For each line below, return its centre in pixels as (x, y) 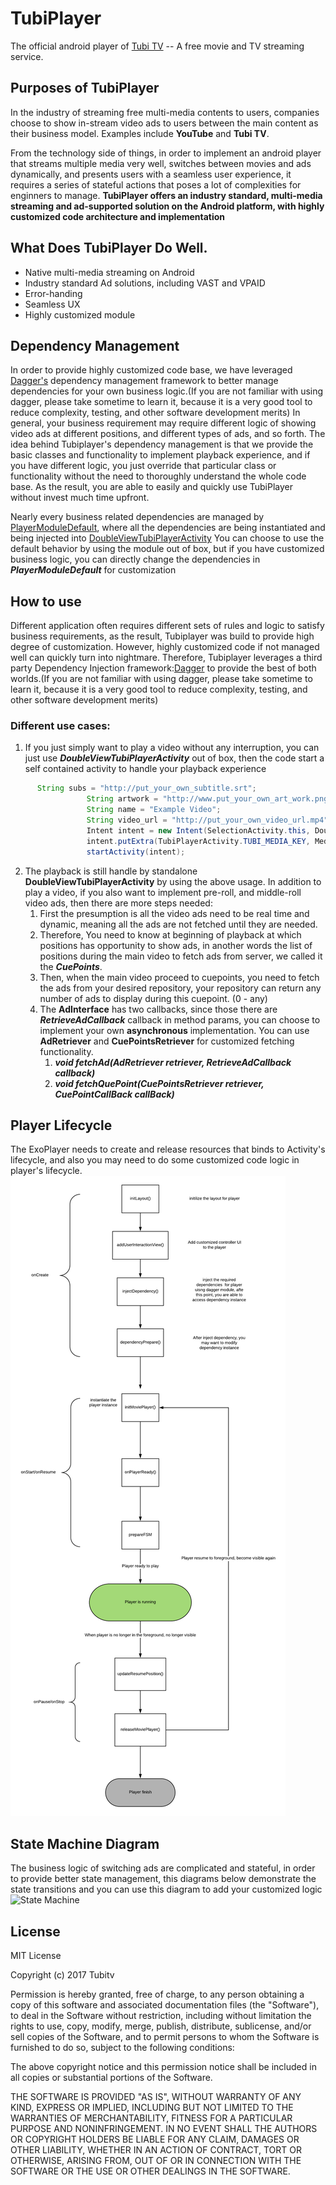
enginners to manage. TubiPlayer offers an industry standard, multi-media (166, 195)
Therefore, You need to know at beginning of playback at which (170, 934)
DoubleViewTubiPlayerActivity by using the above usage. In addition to (173, 881)
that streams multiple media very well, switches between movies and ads (161, 163)
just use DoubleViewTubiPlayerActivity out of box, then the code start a (174, 758)
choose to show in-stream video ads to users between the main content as (164, 123)
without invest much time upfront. (80, 498)
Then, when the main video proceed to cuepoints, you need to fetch (179, 977)
